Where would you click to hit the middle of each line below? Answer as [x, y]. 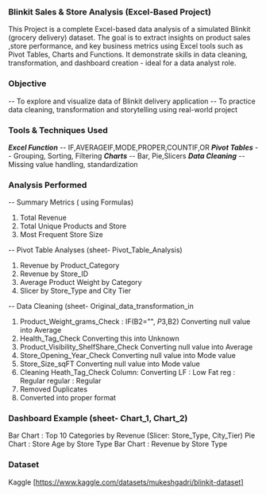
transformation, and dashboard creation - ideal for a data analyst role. [122, 63]
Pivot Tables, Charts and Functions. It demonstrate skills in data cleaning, [128, 55]
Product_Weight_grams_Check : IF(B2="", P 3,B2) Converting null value [135, 322]
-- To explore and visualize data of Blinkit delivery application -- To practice [132, 101]
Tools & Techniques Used [58, 130]
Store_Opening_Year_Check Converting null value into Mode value [128, 356]
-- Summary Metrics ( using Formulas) [71, 202]
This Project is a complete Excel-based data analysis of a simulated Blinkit [129, 29]
